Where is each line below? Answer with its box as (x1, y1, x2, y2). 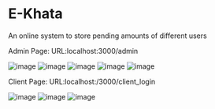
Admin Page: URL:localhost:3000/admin (8, 46, 139, 55)
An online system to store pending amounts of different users (8, 31, 207, 40)
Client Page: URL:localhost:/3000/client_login (8, 77, 156, 86)
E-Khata (8, 5, 63, 23)
